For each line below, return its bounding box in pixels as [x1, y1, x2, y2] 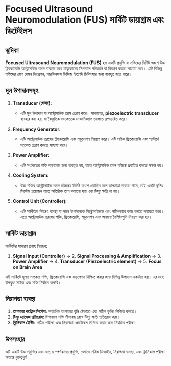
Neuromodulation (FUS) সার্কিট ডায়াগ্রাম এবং [5, 14, 164, 26]
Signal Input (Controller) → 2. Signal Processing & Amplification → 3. [12, 253, 162, 259]
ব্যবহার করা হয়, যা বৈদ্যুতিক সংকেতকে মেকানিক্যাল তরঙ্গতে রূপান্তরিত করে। [20, 116, 128, 122]
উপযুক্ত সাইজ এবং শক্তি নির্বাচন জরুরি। [5, 279, 61, 286]
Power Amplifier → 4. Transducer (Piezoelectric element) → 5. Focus [12, 258, 162, 265]
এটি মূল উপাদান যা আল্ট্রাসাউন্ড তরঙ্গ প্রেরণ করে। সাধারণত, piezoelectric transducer [20, 110, 159, 116]
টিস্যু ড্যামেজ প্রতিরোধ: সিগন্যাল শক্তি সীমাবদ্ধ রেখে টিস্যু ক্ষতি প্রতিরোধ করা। [12, 314, 120, 320]
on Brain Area [12, 263, 42, 270]
